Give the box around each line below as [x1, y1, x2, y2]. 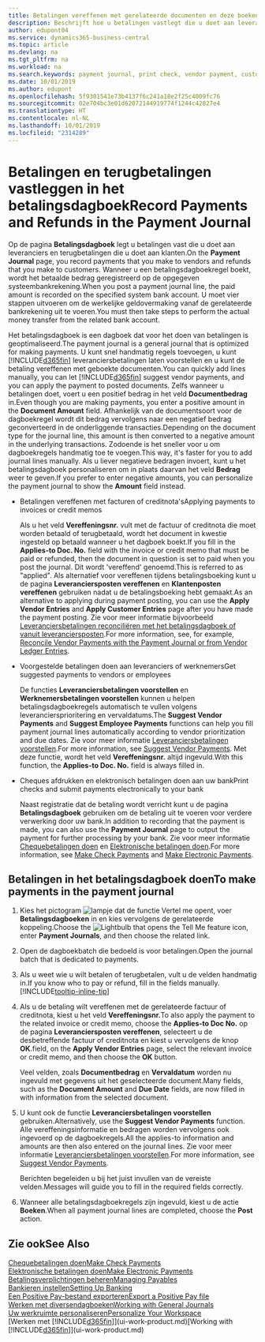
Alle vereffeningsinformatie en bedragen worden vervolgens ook [19, 1125, 230, 1134]
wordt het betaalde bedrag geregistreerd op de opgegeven [8, 273, 200, 283]
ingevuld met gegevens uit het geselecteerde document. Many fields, [19, 1076, 244, 1085]
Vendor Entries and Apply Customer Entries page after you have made [19, 604, 254, 613]
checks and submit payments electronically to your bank [19, 784, 203, 793]
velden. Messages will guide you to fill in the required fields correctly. [19, 1182, 244, 1192]
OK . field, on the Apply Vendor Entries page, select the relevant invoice [19, 1044, 252, 1054]
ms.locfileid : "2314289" [8, 129, 90, 137]
